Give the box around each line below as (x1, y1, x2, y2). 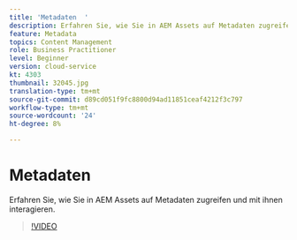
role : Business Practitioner (9, 46, 117, 55)
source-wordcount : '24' (9, 111, 97, 120)
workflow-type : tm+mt (9, 103, 89, 112)
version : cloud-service (9, 63, 97, 71)
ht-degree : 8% (9, 120, 62, 129)
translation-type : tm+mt (9, 86, 101, 95)
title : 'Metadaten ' (9, 12, 89, 22)
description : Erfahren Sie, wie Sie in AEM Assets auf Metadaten (9, 21, 255, 30)
